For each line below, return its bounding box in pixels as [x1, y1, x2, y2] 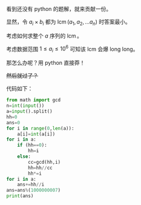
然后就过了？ [6, 72, 38, 79]
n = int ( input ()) [6, 102, 45, 109]
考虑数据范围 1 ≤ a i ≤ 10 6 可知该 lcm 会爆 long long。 [6, 44, 139, 54]
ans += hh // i [17, 181, 45, 188]
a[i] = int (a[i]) [17, 131, 56, 137]
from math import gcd [6, 97, 61, 103]
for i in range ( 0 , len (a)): [6, 125, 74, 132]
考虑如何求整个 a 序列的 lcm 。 [6, 32, 83, 39]
